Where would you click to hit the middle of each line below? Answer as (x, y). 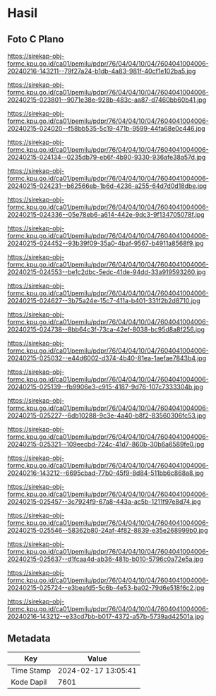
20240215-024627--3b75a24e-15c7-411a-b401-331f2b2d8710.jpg (104, 301)
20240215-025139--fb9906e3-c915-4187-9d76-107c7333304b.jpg (105, 387)
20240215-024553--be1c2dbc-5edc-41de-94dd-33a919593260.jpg (107, 272)
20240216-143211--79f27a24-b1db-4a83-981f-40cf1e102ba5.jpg (102, 71)
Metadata (29, 638)
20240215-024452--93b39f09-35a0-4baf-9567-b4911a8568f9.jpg (106, 243)
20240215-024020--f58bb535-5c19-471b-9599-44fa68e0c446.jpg (107, 128)
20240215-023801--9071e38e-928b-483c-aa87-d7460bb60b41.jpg (107, 100)
